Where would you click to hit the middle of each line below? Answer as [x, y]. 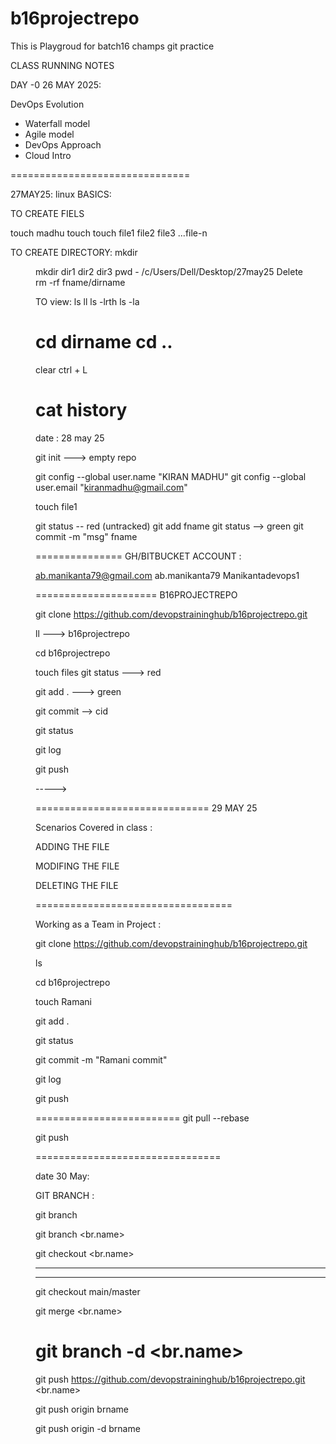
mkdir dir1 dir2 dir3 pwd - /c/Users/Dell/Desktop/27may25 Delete [169, 271]
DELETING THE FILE [77, 885]
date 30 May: [62, 1176]
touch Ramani [63, 1001]
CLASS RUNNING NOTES [62, 65]
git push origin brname [82, 1409]
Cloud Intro [48, 155]
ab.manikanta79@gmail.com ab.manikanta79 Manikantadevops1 [167, 575]
